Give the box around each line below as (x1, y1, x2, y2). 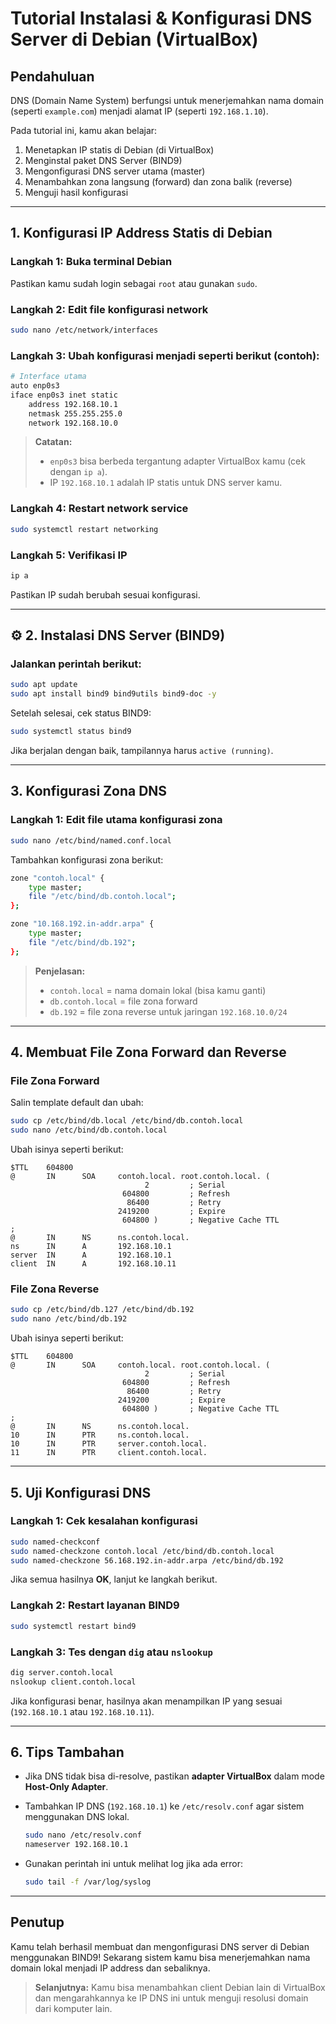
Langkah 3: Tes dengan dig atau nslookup (10, 1645, 213, 1659)
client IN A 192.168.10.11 (10, 1259, 177, 1269)
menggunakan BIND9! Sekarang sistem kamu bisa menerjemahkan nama (10, 1951, 311, 1963)
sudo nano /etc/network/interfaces (10, 325, 159, 335)
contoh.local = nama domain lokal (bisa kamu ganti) (49, 984, 267, 996)
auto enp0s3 (10, 381, 60, 391)
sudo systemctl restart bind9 (10, 1621, 137, 1631)
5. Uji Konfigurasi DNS (10, 1484, 152, 1501)
